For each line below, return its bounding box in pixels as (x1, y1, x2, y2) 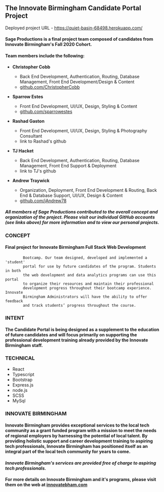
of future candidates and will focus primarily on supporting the (5, 332, 137, 338)
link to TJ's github (19, 168, 56, 174)
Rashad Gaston (12, 118, 45, 124)
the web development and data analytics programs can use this (23, 273, 156, 277)
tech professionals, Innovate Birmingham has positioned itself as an (5, 443, 148, 449)
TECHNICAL (5, 355, 35, 362)
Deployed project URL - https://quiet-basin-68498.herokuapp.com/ (5, 25, 143, 31)
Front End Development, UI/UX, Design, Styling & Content (19, 103, 137, 109)
